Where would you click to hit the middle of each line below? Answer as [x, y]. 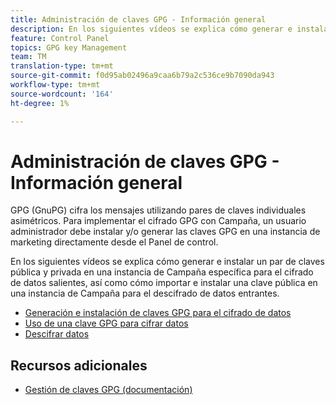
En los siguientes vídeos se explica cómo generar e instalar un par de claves [167, 262]
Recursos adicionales [79, 365]
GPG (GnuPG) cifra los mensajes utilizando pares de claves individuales [158, 210]
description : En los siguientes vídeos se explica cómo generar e [151, 29]
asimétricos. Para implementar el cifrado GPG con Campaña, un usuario [158, 221]
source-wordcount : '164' [62, 94]
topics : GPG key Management [69, 47]
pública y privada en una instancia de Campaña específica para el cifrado [162, 272]
